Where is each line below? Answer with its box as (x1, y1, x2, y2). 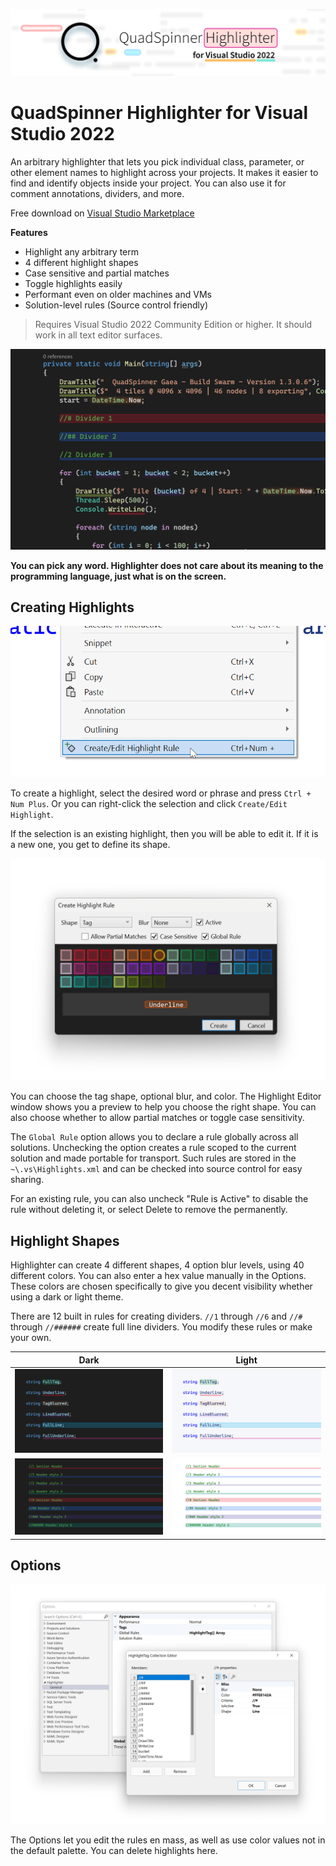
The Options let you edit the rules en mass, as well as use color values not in (10, 1834, 326, 1846)
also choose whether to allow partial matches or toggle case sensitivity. (10, 1112, 305, 1124)
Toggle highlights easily (24, 277, 123, 289)
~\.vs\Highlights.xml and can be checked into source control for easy (10, 1163, 303, 1175)
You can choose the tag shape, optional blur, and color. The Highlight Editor (10, 1090, 322, 1103)
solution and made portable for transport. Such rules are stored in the (10, 1152, 297, 1164)
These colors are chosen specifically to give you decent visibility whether (10, 1280, 313, 1293)
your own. (10, 1332, 52, 1344)
